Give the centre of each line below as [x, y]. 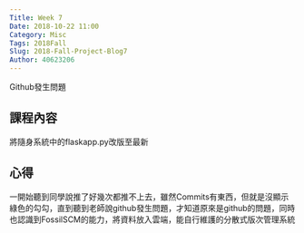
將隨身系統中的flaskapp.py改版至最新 [79, 141]
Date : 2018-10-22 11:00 [54, 26]
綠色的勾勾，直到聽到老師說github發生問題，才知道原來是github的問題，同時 [152, 208]
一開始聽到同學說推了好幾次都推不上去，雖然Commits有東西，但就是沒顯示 [149, 197]
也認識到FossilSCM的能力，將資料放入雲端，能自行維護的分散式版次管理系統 [152, 219]
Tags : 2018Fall [38, 43]
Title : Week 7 [36, 18]
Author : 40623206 [42, 60]
